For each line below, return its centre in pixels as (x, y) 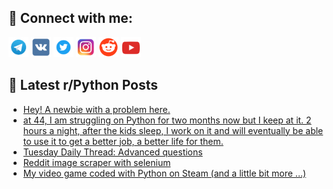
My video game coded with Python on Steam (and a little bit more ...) (164, 173)
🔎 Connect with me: (70, 18)
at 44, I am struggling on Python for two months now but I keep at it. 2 (167, 120)
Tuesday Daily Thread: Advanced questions (112, 152)
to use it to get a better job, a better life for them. (123, 141)
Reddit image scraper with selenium (96, 162)
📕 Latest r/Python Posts (83, 85)
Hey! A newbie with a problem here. (96, 109)
